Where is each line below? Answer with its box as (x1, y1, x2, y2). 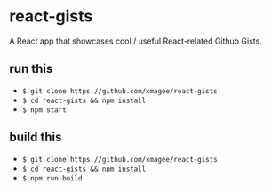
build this (9, 130, 62, 145)
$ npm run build (21, 173, 83, 183)
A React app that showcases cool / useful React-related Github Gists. (9, 36, 262, 46)
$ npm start (21, 105, 67, 115)
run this (9, 61, 53, 76)
